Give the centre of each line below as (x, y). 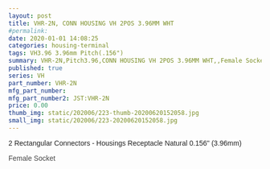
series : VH (27, 76)
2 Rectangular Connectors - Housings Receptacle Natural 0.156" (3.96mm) (125, 143)
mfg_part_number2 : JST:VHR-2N (59, 98)
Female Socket (32, 158)
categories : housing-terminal (59, 46)
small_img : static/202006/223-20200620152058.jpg (93, 121)
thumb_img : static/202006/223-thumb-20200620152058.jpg (104, 113)
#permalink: (28, 31)
